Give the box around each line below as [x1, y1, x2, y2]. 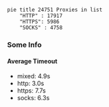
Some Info [7, 40, 43, 49]
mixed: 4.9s [16, 72, 51, 80]
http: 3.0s [16, 79, 45, 88]
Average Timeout [7, 57, 58, 65]
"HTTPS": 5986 [19, 18, 60, 25]
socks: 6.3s [16, 94, 50, 102]
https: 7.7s [16, 87, 46, 95]
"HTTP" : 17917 [19, 12, 63, 19]
